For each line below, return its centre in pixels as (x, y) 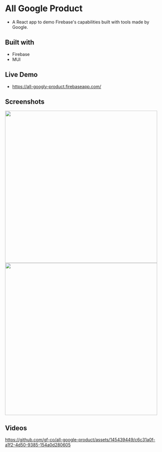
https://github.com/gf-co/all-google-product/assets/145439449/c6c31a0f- (80, 440)
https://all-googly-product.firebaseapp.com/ (56, 86)
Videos (16, 428)
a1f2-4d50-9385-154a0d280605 (38, 445)
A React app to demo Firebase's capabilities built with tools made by (81, 22)
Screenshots (25, 102)
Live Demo (21, 75)
